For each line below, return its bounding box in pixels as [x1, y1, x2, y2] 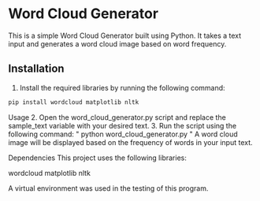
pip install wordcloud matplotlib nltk [8, 98, 139, 106]
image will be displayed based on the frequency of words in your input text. [8, 137, 254, 147]
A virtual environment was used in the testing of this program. [8, 183, 209, 193]
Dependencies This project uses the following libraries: [8, 153, 187, 162]
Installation [8, 62, 65, 76]
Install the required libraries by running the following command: [19, 83, 226, 92]
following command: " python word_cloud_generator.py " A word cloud [8, 129, 238, 139]
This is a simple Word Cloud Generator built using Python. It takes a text [8, 31, 242, 40]
